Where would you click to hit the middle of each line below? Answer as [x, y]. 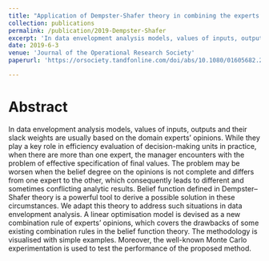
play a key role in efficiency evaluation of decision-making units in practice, [132, 146]
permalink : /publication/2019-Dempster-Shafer [87, 30]
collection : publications [51, 23]
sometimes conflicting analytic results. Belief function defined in [114, 188]
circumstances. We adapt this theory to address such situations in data [125, 206]
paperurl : [25, 61]
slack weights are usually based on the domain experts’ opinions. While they [134, 138]
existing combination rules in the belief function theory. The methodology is [133, 231]
